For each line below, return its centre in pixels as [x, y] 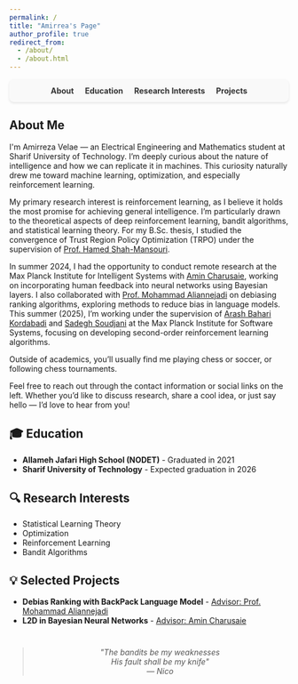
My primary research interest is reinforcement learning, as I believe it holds [146, 202]
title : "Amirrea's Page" [55, 26]
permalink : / [33, 17]
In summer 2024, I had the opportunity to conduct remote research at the [143, 266]
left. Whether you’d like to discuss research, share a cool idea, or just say [143, 395]
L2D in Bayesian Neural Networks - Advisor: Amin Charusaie [134, 621]
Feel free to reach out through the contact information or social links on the [146, 386]
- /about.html [43, 59]
